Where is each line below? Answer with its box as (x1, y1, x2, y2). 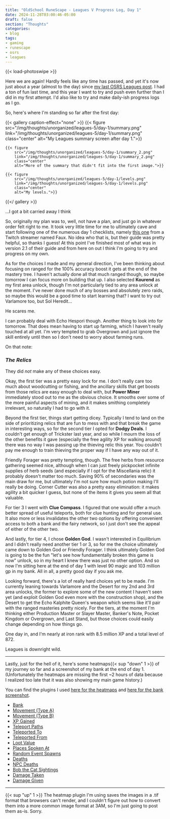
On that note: (5, 344, 33, 350)
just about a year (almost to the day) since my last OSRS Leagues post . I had (5, 84, 165, 90)
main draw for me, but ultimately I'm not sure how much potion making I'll (5, 478, 158, 484)
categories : (5, 26, 30, 31)
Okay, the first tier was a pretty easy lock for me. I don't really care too (5, 378, 153, 384)
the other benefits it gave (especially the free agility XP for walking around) (5, 436, 162, 442)
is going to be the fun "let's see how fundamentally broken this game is (5, 552, 154, 558)
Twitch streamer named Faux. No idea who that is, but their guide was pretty (5, 234, 165, 241)
